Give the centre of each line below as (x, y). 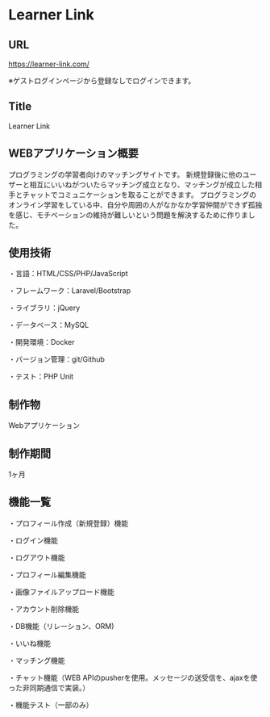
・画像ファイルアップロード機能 (61, 592)
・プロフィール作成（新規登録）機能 (69, 523)
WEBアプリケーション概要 (74, 154)
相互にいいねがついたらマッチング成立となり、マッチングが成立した (142, 184)
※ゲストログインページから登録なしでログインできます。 (102, 81)
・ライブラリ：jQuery (44, 308)
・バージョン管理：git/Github (56, 359)
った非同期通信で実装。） (49, 687)
